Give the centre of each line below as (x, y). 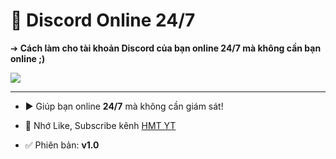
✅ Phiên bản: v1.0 (62, 145)
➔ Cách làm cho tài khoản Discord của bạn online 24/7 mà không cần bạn (166, 48)
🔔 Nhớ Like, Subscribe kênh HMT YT (100, 125)
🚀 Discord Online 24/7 (103, 20)
